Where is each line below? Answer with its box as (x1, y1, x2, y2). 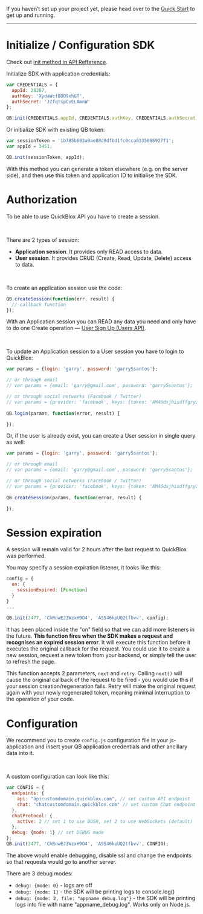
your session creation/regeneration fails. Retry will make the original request (6, 682, 196, 690)
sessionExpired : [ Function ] (17, 587, 88, 593)
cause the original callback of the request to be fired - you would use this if (6, 676, 193, 684)
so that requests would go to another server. (6, 858, 117, 865)
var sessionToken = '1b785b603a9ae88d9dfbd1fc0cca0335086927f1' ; (6, 138, 174, 144)
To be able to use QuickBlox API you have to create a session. (6, 213, 160, 220)
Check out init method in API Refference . (6, 58, 108, 65)
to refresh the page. (6, 658, 56, 666)
